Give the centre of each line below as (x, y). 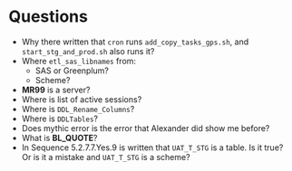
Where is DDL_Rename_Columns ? (78, 109)
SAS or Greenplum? (72, 71)
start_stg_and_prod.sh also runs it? (88, 51)
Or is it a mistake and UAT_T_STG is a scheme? (106, 157)
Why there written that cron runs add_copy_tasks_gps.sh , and (135, 42)
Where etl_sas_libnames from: (79, 61)
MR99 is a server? (56, 90)
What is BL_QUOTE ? (59, 138)
